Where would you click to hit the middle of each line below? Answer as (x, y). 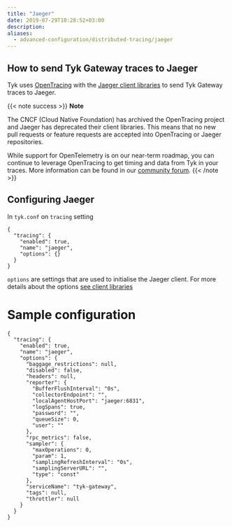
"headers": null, (51, 376)
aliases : (20, 33)
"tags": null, (46, 493)
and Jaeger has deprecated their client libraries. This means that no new (112, 127)
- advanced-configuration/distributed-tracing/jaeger (93, 40)
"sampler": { (45, 444)
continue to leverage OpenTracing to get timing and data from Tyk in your (113, 162)
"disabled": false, (54, 370)
